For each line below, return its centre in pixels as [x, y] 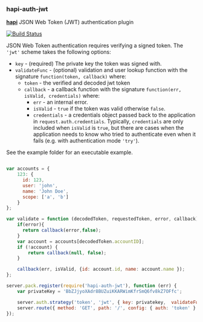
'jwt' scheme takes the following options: [59, 52]
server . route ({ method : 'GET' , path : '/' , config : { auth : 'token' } [107, 308]
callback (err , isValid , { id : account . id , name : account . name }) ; [101, 269]
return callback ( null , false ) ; [67, 253]
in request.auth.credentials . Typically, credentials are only [108, 121]
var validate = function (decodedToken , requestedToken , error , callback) [102, 219]
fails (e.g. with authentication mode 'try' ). [86, 141]
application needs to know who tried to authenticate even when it [114, 134]
